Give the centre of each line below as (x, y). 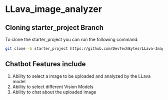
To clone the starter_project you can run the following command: (72, 39)
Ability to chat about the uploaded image (54, 92)
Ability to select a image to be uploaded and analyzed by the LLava (81, 76)
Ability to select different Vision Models (53, 87)
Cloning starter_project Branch (54, 28)
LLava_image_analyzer (54, 9)
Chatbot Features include (45, 64)
